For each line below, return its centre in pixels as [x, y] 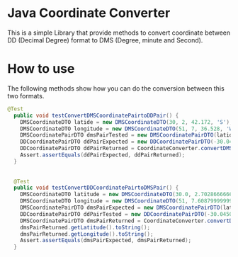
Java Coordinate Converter [89, 13]
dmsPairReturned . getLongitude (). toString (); [87, 234]
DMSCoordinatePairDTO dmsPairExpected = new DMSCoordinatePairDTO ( [121, 207]
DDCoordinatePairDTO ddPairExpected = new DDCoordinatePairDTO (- [119, 142]
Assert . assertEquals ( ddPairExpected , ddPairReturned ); [103, 155]
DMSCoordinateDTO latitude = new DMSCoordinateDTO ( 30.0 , [106, 195]
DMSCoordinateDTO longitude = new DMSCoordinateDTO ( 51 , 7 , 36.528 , [121, 129]
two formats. [26, 96]
